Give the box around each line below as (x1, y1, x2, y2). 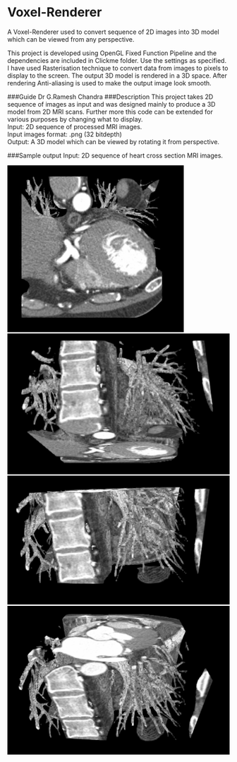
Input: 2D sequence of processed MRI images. (7, 122, 142, 131)
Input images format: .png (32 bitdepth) (7, 130, 122, 138)
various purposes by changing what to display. (7, 114, 143, 124)
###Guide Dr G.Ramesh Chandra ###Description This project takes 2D (7, 93, 214, 101)
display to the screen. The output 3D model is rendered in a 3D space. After (7, 71, 227, 80)
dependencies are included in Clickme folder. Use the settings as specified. (7, 56, 227, 64)
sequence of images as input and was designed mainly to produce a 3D (7, 100, 216, 108)
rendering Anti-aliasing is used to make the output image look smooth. (7, 78, 212, 87)
